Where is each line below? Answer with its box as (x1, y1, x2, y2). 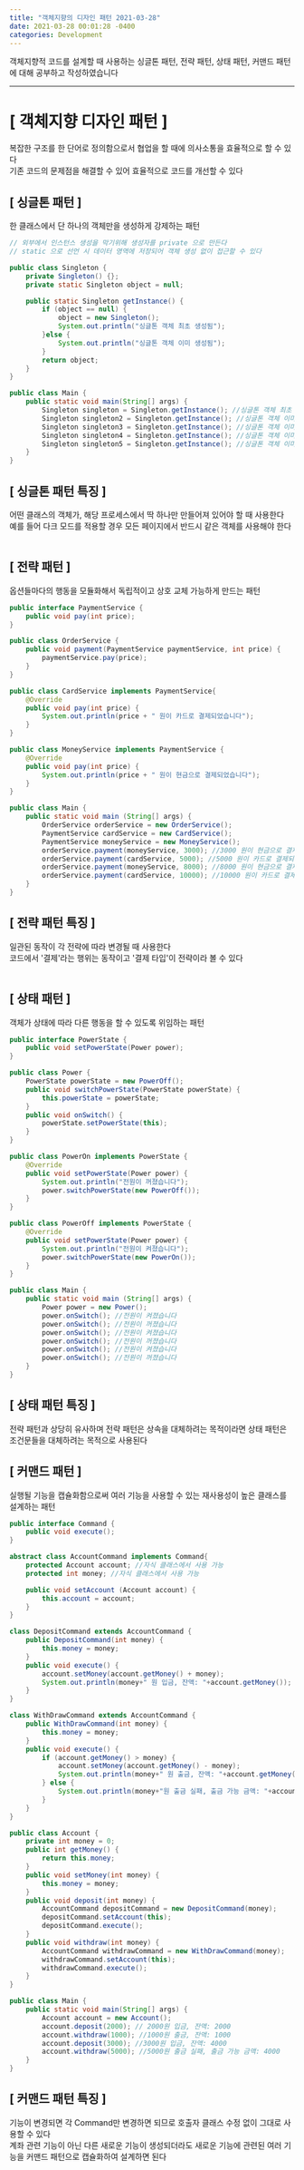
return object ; (42, 355, 100, 365)
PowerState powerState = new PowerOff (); (25, 1076, 184, 1085)
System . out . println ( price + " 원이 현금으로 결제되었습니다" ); (42, 770, 261, 780)
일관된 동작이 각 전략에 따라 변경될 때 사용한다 (9, 940, 172, 952)
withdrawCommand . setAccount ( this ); (42, 1955, 176, 1964)
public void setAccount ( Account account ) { (25, 1585, 196, 1594)
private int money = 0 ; (25, 1837, 116, 1846)
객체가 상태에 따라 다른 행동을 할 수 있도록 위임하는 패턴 (9, 1017, 205, 1027)
